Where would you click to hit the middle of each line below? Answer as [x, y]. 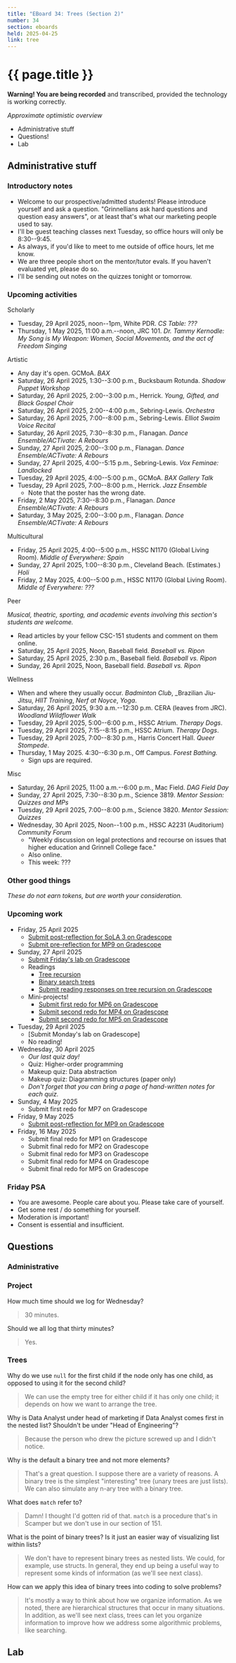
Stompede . [33, 745]
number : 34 [23, 20]
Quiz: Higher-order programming [76, 1064]
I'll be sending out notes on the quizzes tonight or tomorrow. [105, 276]
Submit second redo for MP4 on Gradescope [103, 1011]
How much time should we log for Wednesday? [76, 1301]
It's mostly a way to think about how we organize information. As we [123, 1600]
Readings [41, 967]
